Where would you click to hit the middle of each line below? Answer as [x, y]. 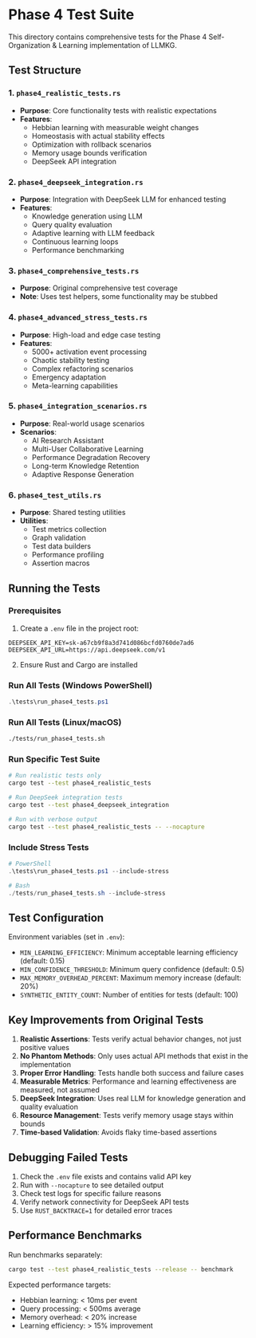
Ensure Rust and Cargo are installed [79, 664]
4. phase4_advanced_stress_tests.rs [78, 317]
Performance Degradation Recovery [91, 457]
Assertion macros [61, 563]
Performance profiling [68, 555]
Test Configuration [56, 917]
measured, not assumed [59, 1090]
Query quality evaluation [72, 224]
